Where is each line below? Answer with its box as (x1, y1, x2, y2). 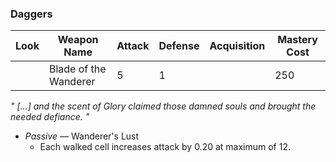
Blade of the (48, 62, 107, 76)
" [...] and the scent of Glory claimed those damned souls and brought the (10, 100, 317, 112)
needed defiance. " (10, 111, 90, 123)
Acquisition (209, 39, 266, 53)
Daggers (10, 7, 53, 21)
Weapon (57, 33, 99, 47)
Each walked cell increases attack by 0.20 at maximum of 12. (39, 141, 292, 153)
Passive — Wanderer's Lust (24, 130, 140, 142)
